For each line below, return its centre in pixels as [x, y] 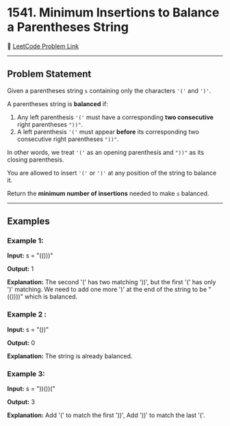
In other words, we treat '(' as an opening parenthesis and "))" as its [105, 152]
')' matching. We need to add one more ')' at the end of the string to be [107, 290]
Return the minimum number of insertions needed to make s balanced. [108, 193]
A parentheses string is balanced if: [57, 103]
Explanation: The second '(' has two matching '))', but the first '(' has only [112, 282]
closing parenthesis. [36, 160]
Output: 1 [21, 269]
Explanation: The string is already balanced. [70, 356]
